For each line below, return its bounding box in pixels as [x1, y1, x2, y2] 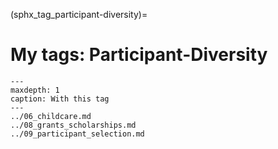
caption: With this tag [10, 94, 110, 104]
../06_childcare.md [10, 111, 92, 121]
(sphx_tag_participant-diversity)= [10, 9, 148, 20]
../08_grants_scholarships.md [10, 120, 137, 130]
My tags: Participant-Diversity [10, 44, 268, 66]
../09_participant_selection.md [10, 129, 145, 139]
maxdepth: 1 [10, 85, 60, 95]
